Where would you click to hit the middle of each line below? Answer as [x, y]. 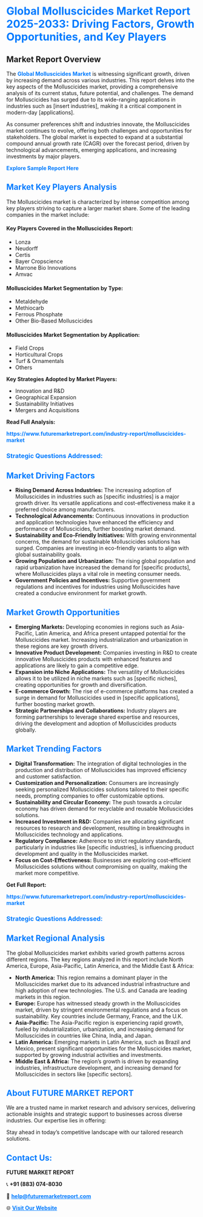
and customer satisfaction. [48, 776]
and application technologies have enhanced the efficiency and [94, 522]
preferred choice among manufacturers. [65, 510]
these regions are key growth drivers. [62, 646]
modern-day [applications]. [40, 112]
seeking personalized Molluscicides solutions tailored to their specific [102, 789]
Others [24, 367]
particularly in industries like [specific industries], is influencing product [105, 847]
